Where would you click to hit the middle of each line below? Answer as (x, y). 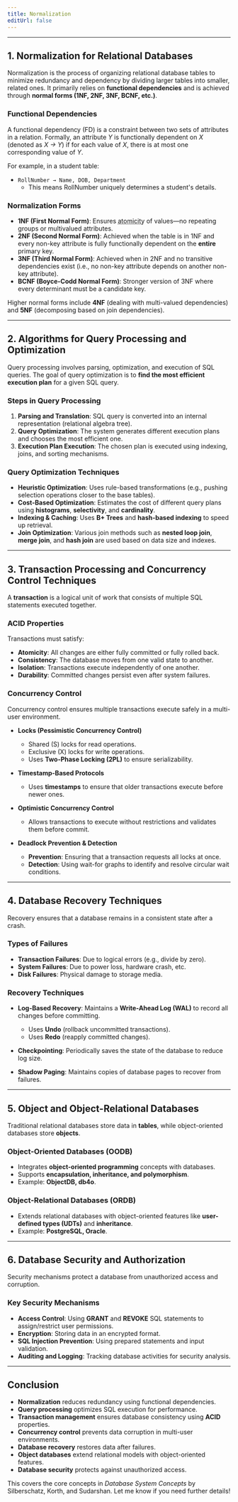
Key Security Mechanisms (53, 1303)
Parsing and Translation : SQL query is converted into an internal (112, 416)
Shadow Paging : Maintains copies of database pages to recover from (119, 1072)
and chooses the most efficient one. (70, 439)
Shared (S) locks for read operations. (82, 744)
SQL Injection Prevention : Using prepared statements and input (111, 1341)
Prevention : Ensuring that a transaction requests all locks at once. (125, 856)
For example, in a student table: (53, 166)
